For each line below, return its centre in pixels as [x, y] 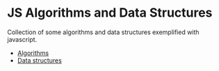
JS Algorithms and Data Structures [110, 13]
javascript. [22, 39]
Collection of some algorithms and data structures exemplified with [103, 32]
